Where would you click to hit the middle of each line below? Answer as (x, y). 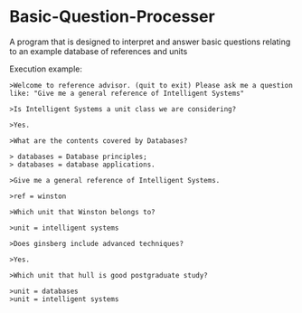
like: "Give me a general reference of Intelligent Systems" (127, 93)
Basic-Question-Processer (112, 17)
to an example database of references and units (99, 51)
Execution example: (46, 69)
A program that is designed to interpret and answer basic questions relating (150, 42)
